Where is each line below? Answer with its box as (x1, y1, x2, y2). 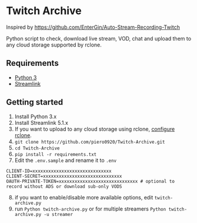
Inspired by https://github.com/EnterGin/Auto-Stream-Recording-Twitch (6, 24, 181, 31)
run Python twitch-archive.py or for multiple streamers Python (14, 205, 166, 212)
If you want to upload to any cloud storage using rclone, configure (14, 125, 175, 132)
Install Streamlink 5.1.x (14, 119, 69, 126)
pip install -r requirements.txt (14, 151, 97, 157)
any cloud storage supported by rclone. (6, 41, 102, 48)
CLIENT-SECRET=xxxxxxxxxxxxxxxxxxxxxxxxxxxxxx (6, 173, 122, 179)
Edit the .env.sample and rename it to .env (14, 157, 117, 164)
